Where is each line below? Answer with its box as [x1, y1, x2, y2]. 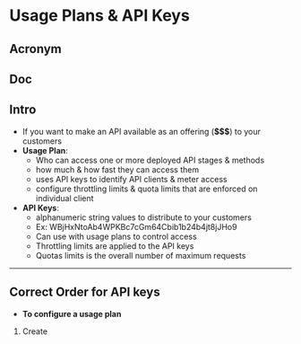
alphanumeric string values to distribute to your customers [35, 212, 253, 223]
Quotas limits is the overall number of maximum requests [35, 250, 246, 260]
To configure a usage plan [21, 308, 122, 319]
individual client [35, 192, 94, 203]
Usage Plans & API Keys [9, 5, 190, 26]
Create [21, 325, 47, 337]
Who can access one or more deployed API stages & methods [35, 154, 265, 165]
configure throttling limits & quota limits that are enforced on [35, 183, 258, 194]
